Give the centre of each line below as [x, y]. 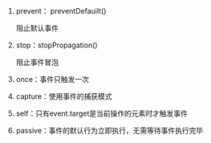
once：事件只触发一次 [53, 79]
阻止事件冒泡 [37, 62]
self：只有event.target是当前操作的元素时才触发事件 [102, 113]
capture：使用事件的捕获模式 [64, 96]
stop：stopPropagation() [57, 45]
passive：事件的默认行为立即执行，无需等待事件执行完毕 [110, 131]
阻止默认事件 [37, 28]
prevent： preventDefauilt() [61, 11]
